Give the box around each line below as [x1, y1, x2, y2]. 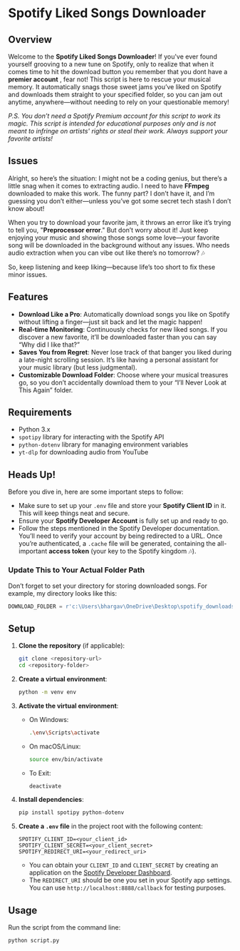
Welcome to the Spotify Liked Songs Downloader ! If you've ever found [8, 52, 218, 61]
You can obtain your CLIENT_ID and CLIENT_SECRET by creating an [28, 861, 219, 870]
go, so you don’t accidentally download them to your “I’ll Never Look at [18, 378, 227, 387]
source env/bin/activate [28, 756, 103, 763]
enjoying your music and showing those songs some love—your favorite [8, 233, 220, 242]
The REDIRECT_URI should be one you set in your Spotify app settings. [28, 876, 232, 885]
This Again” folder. [18, 385, 73, 394]
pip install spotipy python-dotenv [18, 809, 125, 816]
